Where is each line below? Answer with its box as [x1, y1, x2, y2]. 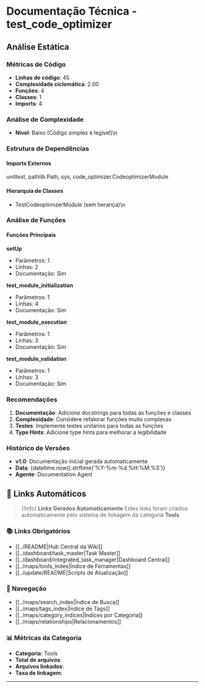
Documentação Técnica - [6, 4, 137, 18]
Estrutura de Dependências [6, 144, 90, 153]
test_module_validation [6, 355, 67, 362]
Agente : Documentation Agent [15, 471, 93, 478]
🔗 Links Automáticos [6, 488, 87, 499]
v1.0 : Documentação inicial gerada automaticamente [15, 458, 148, 465]
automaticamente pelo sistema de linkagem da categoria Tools [21, 511, 180, 518]
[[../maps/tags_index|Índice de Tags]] [15, 605, 110, 612]
